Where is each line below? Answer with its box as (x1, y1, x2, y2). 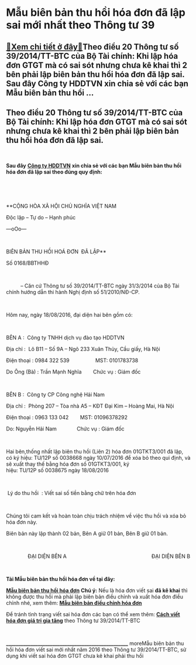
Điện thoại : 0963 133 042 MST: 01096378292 (6, 414, 128, 421)
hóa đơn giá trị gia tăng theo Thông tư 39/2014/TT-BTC (6, 617, 140, 624)
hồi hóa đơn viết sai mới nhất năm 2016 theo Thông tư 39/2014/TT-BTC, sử (6, 646, 187, 653)
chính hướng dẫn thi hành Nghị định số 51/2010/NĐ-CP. (6, 289, 140, 296)
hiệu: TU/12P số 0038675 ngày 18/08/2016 (6, 467, 109, 474)
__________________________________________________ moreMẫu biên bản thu (6, 640, 184, 647)
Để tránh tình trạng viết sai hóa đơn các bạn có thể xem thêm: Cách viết (6, 611, 180, 618)
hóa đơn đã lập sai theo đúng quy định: (6, 168, 102, 176)
